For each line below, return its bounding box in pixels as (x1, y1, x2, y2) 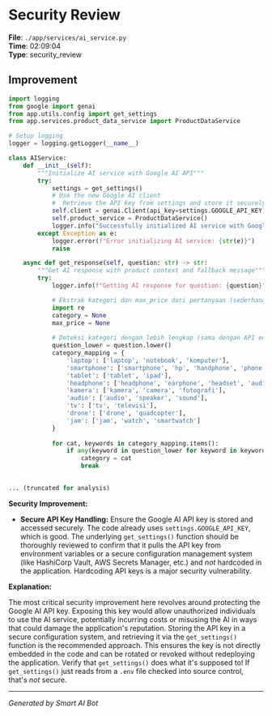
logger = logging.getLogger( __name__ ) (8, 139, 139, 147)
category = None (51, 311, 107, 319)
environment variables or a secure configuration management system (19, 548, 253, 558)
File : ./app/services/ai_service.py (8, 32, 127, 42)
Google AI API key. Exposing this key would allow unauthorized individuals (8, 606, 256, 616)
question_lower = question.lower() (51, 342, 172, 350)
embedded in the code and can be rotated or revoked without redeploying (8, 649, 255, 658)
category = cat (80, 454, 132, 462)
